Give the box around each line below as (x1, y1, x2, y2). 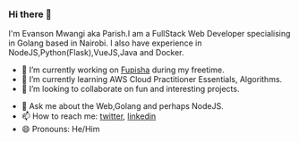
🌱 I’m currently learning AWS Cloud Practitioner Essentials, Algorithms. (21, 74, 283, 85)
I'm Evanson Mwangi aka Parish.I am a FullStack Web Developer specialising (8, 29, 291, 39)
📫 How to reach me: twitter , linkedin (21, 111, 157, 121)
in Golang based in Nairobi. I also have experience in (8, 38, 202, 48)
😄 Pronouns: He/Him (21, 124, 100, 135)
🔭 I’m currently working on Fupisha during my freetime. (21, 64, 225, 75)
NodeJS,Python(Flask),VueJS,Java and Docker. (8, 47, 184, 58)
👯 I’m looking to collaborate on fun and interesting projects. (21, 84, 240, 95)
